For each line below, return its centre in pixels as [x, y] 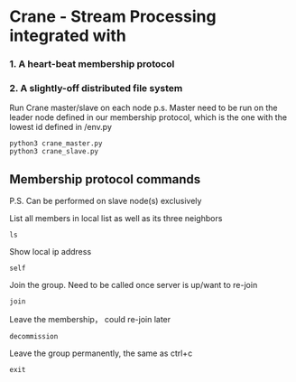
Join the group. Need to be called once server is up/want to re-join [134, 285]
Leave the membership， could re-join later [90, 320]
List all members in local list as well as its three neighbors [116, 219]
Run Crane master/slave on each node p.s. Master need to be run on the [143, 108]
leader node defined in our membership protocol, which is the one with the [148, 117]
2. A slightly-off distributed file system [96, 89]
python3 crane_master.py [56, 144]
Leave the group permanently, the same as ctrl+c [101, 353]
